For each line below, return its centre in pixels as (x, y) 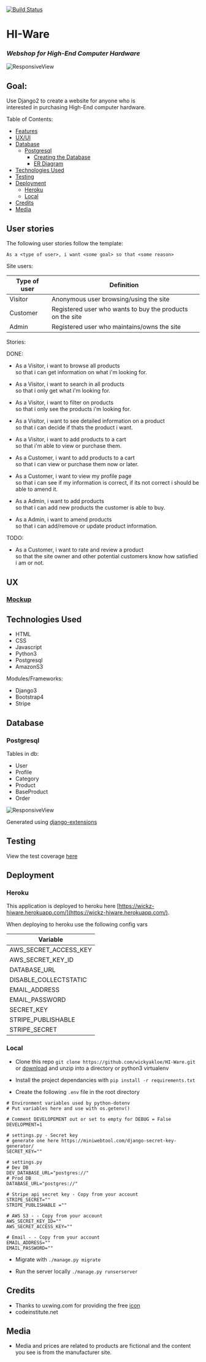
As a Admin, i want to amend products (63, 520)
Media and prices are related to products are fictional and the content (103, 1346)
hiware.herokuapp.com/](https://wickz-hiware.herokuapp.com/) (87, 913)
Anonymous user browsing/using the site (110, 299)
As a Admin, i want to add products (59, 501)
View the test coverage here (42, 856)
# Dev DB (17, 1168)
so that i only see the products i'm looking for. (73, 409)
